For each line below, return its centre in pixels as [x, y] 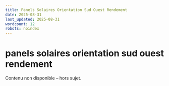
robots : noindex [22, 29]
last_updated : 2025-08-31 [32, 19]
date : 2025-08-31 [23, 15]
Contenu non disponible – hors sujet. [43, 78]
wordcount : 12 [20, 24]
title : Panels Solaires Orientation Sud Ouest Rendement [66, 10]
